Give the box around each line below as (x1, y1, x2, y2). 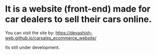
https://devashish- (55, 30, 93, 36)
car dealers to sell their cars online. (5, 14, 152, 25)
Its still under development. (5, 44, 60, 50)
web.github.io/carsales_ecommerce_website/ (5, 35, 97, 41)
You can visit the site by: (5, 30, 55, 36)
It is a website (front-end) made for (5, 3, 151, 15)
